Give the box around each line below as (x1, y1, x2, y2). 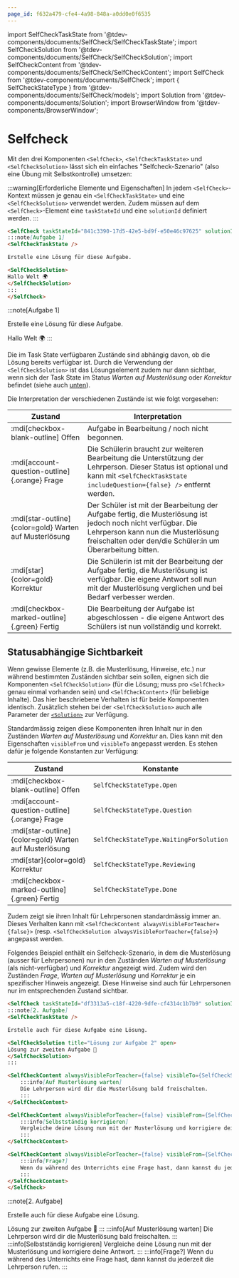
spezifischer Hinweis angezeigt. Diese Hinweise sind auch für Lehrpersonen (7, 979, 231, 988)
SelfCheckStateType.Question (93, 806, 192, 814)
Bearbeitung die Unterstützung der (87, 453, 204, 463)
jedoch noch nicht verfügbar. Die (87, 518, 198, 528)
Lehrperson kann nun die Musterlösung (87, 527, 219, 537)
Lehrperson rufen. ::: (7, 1262, 68, 1271)
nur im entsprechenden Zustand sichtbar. (7, 986, 129, 995)
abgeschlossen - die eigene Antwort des (87, 613, 225, 623)
